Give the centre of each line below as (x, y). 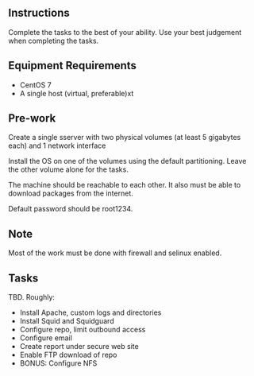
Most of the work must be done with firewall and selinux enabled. (115, 253)
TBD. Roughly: (32, 297)
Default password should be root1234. (71, 209)
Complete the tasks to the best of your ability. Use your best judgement (125, 32)
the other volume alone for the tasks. (68, 169)
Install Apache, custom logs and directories (90, 312)
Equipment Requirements (73, 66)
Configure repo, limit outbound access (83, 330)
